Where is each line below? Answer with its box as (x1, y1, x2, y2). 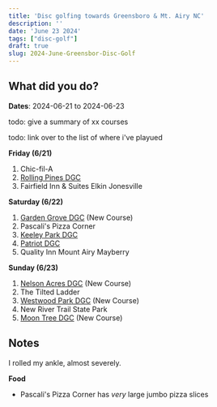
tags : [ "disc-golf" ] (8, 34, 79, 43)
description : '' (8, 19, 63, 28)
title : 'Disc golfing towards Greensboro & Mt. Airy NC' (8, 11, 205, 20)
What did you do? (8, 79, 99, 93)
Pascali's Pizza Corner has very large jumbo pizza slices (19, 389, 209, 399)
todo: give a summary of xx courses (8, 117, 129, 126)
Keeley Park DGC (19, 229, 79, 239)
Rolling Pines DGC (19, 172, 81, 182)
